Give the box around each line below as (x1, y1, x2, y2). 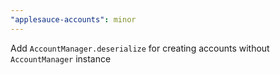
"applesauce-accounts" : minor (10, 14, 137, 25)
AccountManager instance (10, 52, 112, 65)
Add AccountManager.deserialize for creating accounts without (10, 42, 270, 54)
